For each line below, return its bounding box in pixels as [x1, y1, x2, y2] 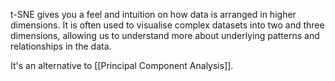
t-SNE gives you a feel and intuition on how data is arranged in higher [10, 9, 297, 20]
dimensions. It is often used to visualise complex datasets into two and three [10, 19, 325, 31]
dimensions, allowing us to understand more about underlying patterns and [10, 30, 320, 41]
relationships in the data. [10, 40, 112, 52]
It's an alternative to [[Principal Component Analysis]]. [10, 60, 234, 71]
